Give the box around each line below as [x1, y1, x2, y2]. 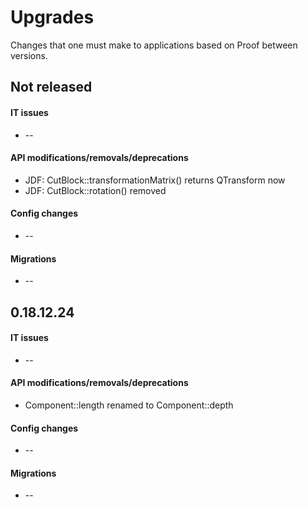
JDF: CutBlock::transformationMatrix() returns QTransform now [24, 174, 286, 186]
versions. [10, 49, 48, 61]
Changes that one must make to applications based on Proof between [10, 39, 298, 51]
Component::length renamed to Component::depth [24, 399, 234, 411]
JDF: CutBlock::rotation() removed [24, 184, 167, 196]
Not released [10, 79, 93, 96]
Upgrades [10, 6, 95, 29]
